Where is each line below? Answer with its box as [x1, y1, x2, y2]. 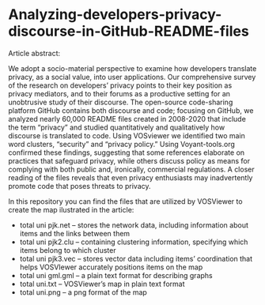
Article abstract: [8, 48, 61, 58]
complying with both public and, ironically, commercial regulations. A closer [8, 164, 255, 174]
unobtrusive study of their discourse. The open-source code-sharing [8, 97, 233, 107]
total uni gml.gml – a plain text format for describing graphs [19, 270, 213, 280]
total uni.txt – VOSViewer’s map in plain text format [19, 279, 185, 288]
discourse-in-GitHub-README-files [8, 22, 249, 40]
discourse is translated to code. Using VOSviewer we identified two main [8, 130, 245, 140]
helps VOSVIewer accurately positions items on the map [19, 262, 203, 272]
